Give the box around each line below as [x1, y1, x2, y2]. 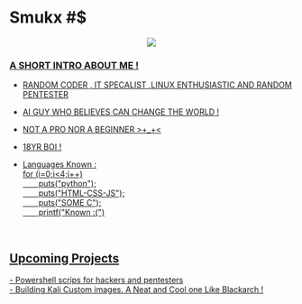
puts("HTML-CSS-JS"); [38, 188, 125, 198]
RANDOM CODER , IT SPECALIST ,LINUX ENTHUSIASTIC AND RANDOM [22, 79, 293, 90]
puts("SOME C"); [38, 198, 102, 208]
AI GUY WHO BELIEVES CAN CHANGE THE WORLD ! [22, 106, 219, 117]
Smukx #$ [9, 7, 87, 28]
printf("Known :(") [38, 207, 105, 218]
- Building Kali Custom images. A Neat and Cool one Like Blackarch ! [9, 284, 264, 295]
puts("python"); [38, 179, 96, 189]
